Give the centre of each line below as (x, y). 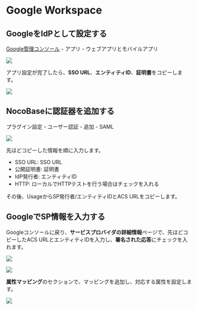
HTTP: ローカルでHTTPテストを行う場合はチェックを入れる (87, 184)
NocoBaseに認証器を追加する (60, 111)
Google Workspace (54, 10)
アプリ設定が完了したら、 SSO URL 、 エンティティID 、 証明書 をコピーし (92, 72)
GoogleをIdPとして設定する (57, 33)
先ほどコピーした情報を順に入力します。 (55, 150)
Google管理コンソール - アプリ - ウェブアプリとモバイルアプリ (82, 49)
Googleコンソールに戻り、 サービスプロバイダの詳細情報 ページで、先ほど (95, 232)
